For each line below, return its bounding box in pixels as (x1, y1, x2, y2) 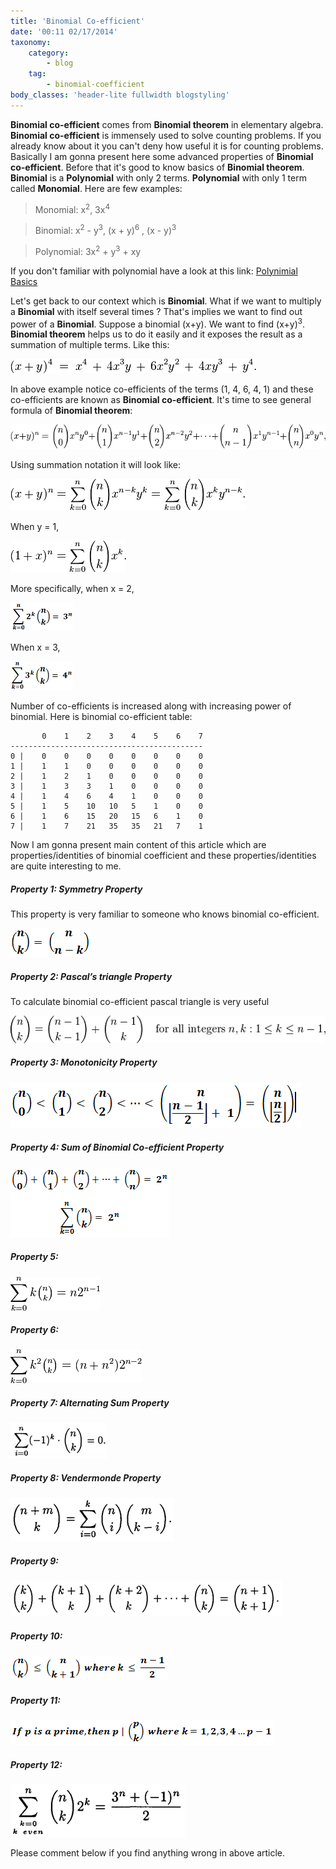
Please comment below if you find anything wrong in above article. (10, 1847, 286, 1859)
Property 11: (10, 1694, 62, 1706)
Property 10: (10, 1630, 63, 1642)
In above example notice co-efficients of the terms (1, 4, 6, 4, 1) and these (10, 383, 314, 395)
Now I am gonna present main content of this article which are (10, 839, 267, 851)
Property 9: (10, 1555, 60, 1567)
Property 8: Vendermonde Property (10, 1472, 162, 1484)
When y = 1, (10, 521, 60, 533)
